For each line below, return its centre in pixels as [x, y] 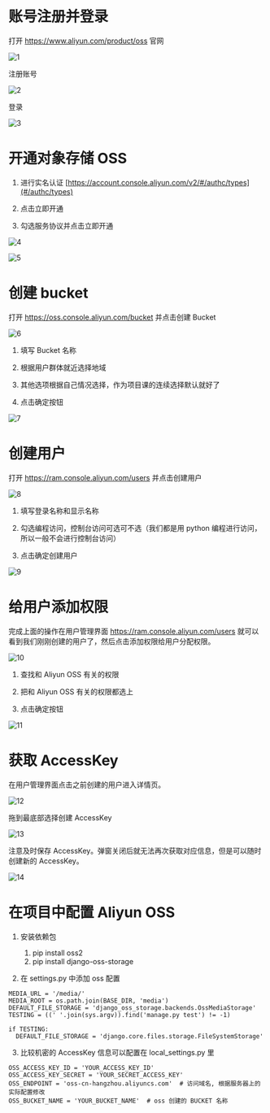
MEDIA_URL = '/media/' [47, 993]
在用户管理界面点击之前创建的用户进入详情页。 [87, 785]
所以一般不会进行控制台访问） [70, 538]
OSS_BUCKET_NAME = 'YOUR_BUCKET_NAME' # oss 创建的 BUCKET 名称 [118, 1101]
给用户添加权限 [59, 607]
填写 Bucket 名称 [48, 350]
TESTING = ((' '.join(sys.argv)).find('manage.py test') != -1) [120, 1015]
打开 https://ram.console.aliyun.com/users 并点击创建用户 [105, 477]
